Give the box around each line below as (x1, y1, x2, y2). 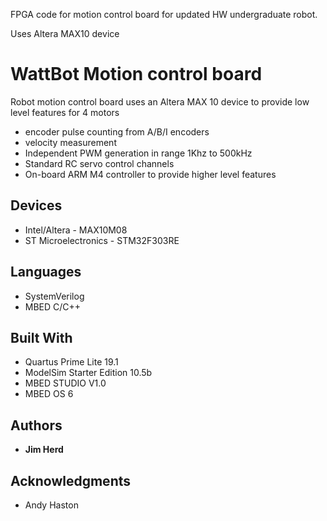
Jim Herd (24, 444, 64, 456)
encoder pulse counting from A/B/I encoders (24, 125, 210, 138)
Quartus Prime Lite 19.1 (24, 356, 119, 368)
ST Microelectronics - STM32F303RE (24, 234, 180, 246)
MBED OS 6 (24, 388, 74, 400)
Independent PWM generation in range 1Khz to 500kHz (24, 147, 253, 159)
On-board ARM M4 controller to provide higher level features (24, 168, 277, 180)
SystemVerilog (24, 290, 85, 302)
